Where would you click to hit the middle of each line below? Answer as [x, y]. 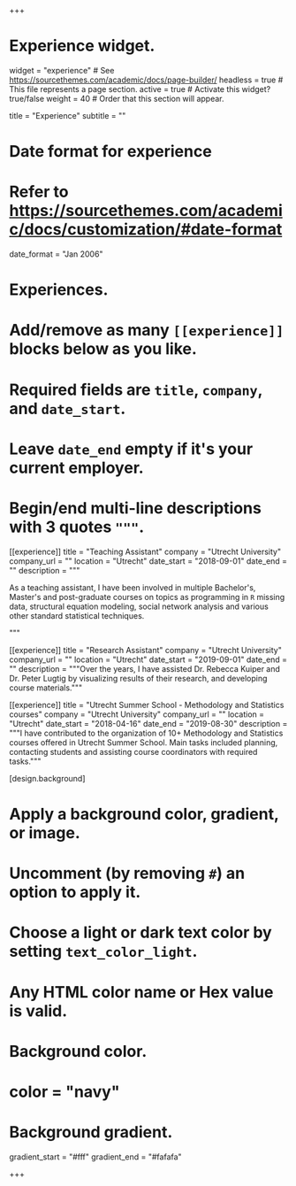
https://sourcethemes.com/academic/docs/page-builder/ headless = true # [146, 80]
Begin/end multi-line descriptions [136, 508]
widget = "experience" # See [62, 70]
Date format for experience [110, 152]
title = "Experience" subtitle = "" [68, 115]
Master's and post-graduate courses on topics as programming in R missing [147, 597]
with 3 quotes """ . [77, 527]
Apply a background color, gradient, [144, 814]
